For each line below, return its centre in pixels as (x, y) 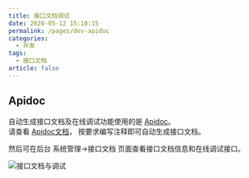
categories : (28, 38)
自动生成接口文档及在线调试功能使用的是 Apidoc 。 (92, 121)
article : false (34, 68)
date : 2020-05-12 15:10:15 (54, 23)
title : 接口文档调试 (39, 16)
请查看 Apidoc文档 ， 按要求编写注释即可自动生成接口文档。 (107, 131)
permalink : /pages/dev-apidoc (59, 31)
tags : (17, 53)
